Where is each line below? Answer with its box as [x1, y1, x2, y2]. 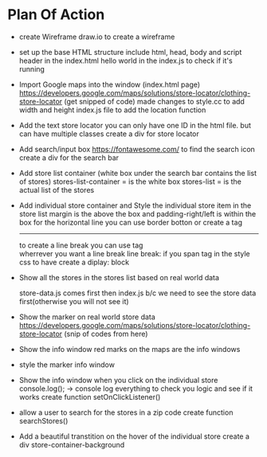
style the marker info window [18, 360, 115, 369]
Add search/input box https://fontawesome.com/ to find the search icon [18, 144, 256, 154]
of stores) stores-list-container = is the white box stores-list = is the [18, 177, 242, 186]
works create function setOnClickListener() [18, 392, 161, 401]
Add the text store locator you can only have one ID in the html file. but [18, 120, 252, 130]
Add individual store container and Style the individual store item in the [18, 201, 252, 210]
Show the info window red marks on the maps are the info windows [18, 344, 241, 353]
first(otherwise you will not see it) [18, 296, 129, 306]
